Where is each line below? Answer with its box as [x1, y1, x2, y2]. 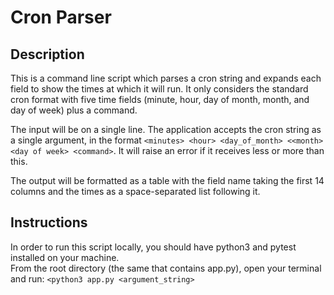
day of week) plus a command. [10, 104, 138, 116]
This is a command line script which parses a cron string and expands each [10, 72, 322, 84]
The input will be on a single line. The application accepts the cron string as [10, 124, 322, 135]
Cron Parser [10, 6, 112, 29]
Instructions [10, 214, 88, 231]
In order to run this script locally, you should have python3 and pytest [10, 241, 297, 253]
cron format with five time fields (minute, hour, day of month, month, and [10, 94, 310, 105]
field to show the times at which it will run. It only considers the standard [10, 83, 309, 95]
